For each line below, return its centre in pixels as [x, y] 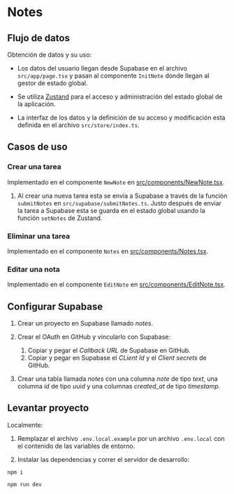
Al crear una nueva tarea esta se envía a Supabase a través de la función [122, 196]
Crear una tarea [34, 167]
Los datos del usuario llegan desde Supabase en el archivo [102, 68]
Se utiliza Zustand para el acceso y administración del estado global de [120, 96]
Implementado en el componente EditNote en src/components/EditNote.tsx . [116, 284]
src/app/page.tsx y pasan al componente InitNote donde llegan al [113, 75]
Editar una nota [34, 269]
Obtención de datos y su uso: [50, 55]
